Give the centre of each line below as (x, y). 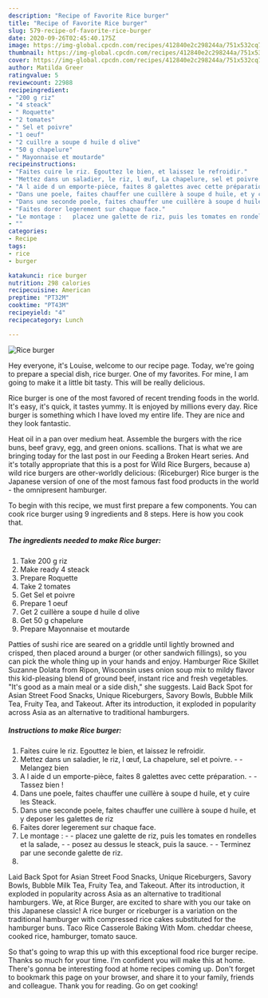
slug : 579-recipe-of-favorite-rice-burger (80, 30)
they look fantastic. (40, 423)
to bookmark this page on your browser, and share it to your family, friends (131, 977)
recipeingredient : (39, 90)
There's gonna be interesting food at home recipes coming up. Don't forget (132, 968)
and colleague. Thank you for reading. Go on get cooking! (103, 985)
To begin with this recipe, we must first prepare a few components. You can (133, 505)
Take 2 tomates (45, 586)
